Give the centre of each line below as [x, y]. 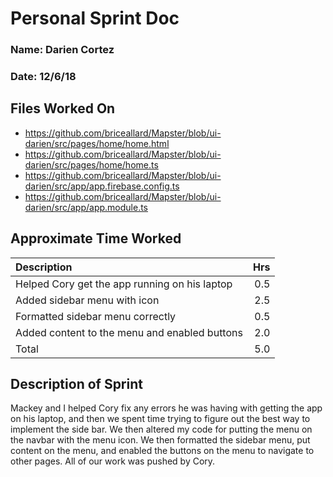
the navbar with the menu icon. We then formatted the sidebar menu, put [160, 440]
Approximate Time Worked [96, 238]
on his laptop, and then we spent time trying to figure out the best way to [160, 419]
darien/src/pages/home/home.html [97, 143]
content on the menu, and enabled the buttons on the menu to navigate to [162, 451]
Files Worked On [63, 108]
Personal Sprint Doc [95, 18]
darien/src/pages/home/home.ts [91, 164]
